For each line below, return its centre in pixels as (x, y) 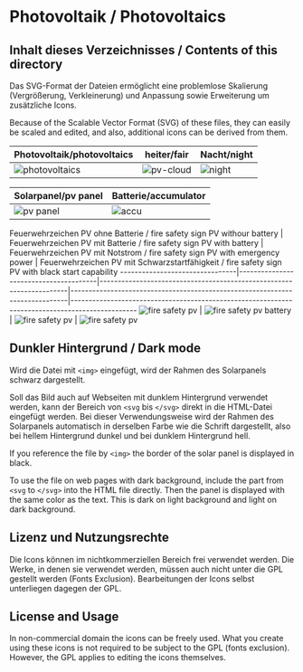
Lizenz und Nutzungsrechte (90, 538)
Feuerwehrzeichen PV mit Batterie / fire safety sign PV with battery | (137, 243)
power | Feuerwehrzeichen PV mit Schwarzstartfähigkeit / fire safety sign (146, 262)
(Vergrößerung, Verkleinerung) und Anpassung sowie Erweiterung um (139, 95)
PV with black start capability (64, 272)
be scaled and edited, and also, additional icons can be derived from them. (149, 132)
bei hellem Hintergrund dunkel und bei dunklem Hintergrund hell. (130, 435)
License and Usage (64, 617)
